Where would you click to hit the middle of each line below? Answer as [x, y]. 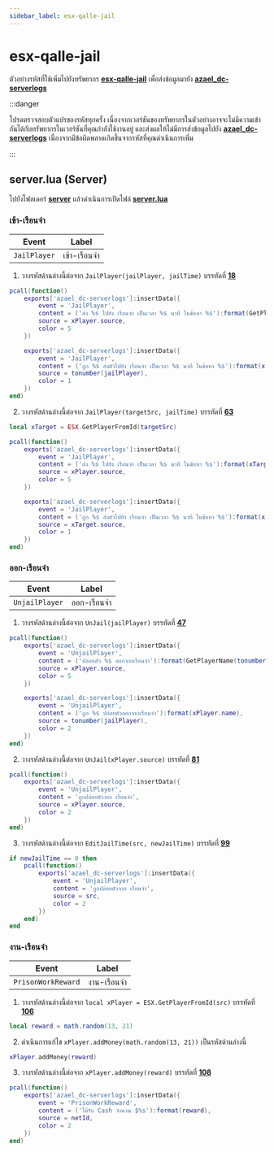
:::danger [24, 103]
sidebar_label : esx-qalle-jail [62, 16]
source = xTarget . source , [83, 524]
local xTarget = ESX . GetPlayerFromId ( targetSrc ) [93, 427]
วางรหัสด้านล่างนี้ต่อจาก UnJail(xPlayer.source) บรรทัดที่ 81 [110, 759]
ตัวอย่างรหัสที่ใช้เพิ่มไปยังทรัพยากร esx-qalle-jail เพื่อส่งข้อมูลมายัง [101, 79]
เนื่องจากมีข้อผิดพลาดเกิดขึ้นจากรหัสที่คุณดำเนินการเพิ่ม [121, 137]
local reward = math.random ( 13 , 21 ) [71, 1026]
